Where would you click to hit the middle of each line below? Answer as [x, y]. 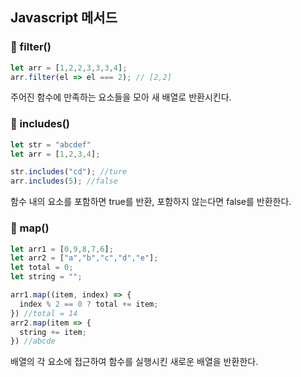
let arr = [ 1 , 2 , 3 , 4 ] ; [55, 154]
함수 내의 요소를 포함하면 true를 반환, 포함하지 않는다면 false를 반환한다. [151, 202]
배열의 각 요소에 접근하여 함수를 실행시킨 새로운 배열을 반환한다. [134, 362]
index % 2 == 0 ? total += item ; [89, 304]
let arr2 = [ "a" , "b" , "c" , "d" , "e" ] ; [84, 258]
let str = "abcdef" [51, 144]
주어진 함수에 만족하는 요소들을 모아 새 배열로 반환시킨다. [121, 97]
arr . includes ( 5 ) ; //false [64, 181]
